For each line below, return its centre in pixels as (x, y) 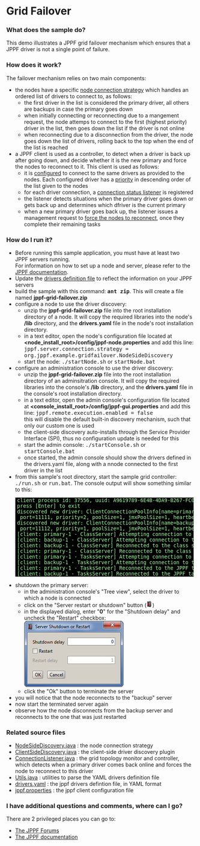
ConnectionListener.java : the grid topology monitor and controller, (97, 758)
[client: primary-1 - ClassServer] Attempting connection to (105, 534)
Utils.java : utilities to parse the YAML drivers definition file (87, 777)
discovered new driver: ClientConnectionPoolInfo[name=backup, (108, 523)
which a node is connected (57, 598)
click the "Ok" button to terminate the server (79, 691)
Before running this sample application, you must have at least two (97, 253)
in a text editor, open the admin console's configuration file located (107, 400)
